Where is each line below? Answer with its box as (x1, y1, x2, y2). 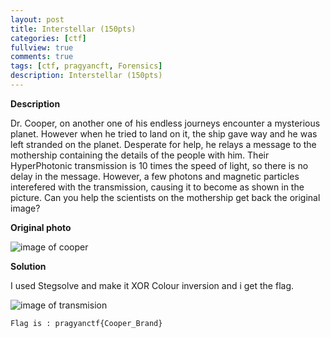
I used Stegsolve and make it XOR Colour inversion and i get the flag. (10, 279, 295, 291)
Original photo (10, 221, 72, 233)
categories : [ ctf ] (10, 33, 87, 43)
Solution (10, 260, 47, 272)
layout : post (10, 14, 65, 25)
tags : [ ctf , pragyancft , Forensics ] (10, 61, 163, 71)
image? (10, 202, 41, 214)
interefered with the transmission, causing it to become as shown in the (10, 181, 305, 193)
